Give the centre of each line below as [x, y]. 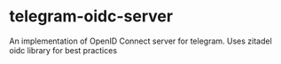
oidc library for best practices [63, 50]
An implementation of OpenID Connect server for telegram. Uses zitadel [140, 41]
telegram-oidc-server [91, 16]
